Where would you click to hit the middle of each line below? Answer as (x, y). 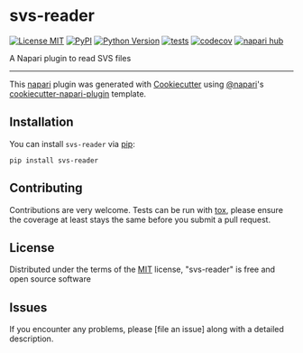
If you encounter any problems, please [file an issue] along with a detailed (147, 330)
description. (32, 339)
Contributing (46, 188)
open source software (50, 279)
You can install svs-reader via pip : (72, 144)
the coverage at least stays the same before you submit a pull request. (140, 219)
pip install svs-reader (54, 160)
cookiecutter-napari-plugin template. (78, 93)
